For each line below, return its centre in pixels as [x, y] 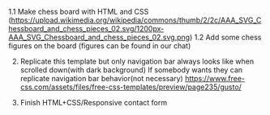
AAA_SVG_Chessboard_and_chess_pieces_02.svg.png [99, 37]
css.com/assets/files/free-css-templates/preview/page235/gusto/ [131, 87]
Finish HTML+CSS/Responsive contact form [94, 103]
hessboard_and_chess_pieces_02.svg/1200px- [86, 29]
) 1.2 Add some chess [225, 37]
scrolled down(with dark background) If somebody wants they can [131, 70]
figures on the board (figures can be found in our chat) [100, 46]
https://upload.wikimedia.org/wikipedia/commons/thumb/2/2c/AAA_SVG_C [136, 20]
